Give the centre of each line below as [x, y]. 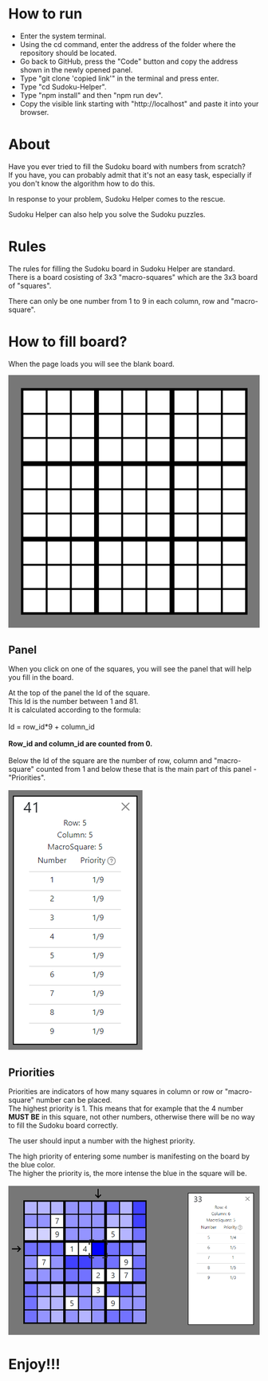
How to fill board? [68, 342]
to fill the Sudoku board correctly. [63, 1126]
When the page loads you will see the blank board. [92, 364]
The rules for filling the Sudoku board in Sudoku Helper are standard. [122, 269]
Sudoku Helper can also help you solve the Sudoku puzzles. [107, 214]
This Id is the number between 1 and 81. [73, 702]
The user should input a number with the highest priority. [102, 1141]
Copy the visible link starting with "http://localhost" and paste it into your [139, 104]
